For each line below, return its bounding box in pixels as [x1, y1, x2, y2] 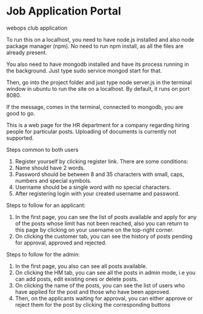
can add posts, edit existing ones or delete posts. [15, 275, 138, 283]
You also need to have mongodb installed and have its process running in [6, 61, 189, 68]
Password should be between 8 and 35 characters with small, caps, [15, 171, 185, 178]
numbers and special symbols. [15, 177, 92, 184]
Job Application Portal [6, 4, 121, 18]
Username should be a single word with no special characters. [15, 183, 171, 191]
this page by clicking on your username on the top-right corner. [15, 226, 174, 234]
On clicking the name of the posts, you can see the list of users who [15, 281, 185, 289]
